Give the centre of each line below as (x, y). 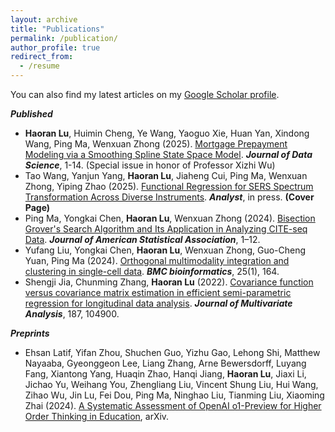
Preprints (30, 333)
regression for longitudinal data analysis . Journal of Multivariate (158, 303)
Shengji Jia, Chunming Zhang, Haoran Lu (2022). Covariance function (169, 282)
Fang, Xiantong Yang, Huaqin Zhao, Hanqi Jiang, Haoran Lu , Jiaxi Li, (165, 374)
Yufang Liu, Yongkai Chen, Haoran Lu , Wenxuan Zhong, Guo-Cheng (165, 250)
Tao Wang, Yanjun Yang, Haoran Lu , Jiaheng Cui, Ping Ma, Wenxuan (166, 175)
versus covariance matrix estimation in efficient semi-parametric (158, 292)
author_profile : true (55, 47)
